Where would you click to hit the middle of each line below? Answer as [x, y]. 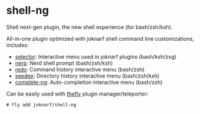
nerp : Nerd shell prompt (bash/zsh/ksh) [64, 63]
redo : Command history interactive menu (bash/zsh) [80, 69]
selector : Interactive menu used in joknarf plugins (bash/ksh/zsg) [95, 56]
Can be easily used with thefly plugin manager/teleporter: [77, 94]
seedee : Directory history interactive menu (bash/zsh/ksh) [87, 76]
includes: [17, 45]
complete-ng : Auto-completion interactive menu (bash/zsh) [89, 82]
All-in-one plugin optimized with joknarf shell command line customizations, [100, 38]
